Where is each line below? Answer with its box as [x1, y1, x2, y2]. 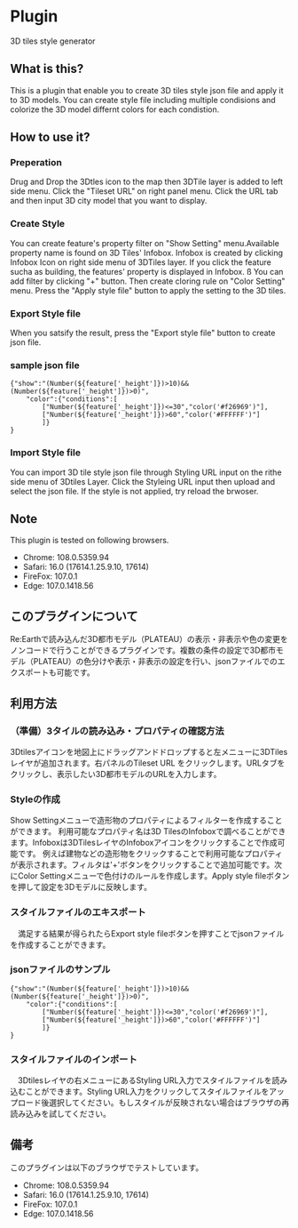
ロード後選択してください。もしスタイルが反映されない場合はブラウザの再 [17, 1097, 290, 1108]
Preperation [10, 157, 63, 169]
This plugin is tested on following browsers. [10, 535, 169, 546]
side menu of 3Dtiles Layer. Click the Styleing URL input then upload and [10, 476, 276, 486]
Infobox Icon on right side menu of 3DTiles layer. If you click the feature [10, 256, 271, 268]
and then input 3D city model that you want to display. [10, 196, 208, 206]
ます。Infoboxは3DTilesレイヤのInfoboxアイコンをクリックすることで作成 [10, 838, 278, 848]
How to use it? [10, 130, 90, 145]
